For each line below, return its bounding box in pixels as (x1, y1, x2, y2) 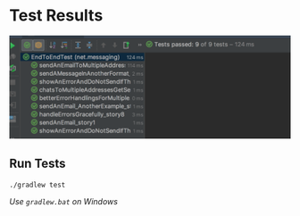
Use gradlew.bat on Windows (9, 196, 119, 207)
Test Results (9, 5, 104, 26)
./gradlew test (9, 180, 66, 190)
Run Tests (9, 155, 66, 170)
